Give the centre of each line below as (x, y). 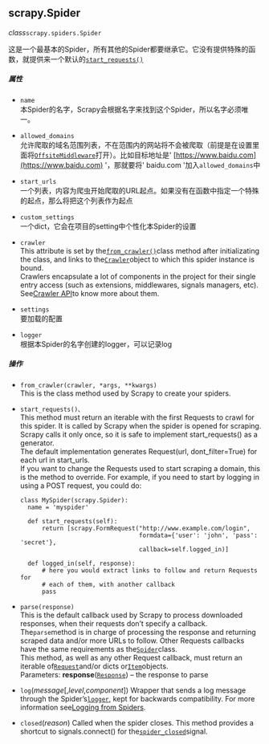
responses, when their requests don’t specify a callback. (114, 623)
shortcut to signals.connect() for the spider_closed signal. (114, 731)
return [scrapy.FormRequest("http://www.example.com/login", (146, 528)
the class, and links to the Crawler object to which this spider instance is (137, 259)
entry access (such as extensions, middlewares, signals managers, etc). (139, 285)
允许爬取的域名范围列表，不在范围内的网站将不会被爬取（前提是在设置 (136, 144)
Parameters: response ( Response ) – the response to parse (114, 674)
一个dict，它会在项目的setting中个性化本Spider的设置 (108, 226)
